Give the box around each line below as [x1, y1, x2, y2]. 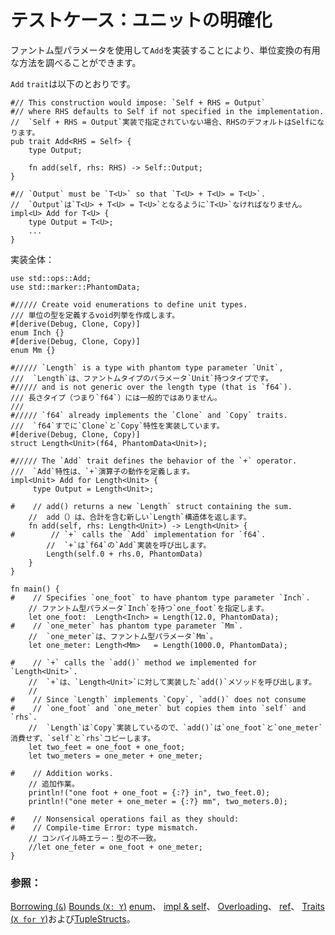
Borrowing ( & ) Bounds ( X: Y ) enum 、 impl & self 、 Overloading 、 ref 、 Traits [10, 901, 325, 913]
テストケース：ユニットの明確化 [10, 9, 273, 32]
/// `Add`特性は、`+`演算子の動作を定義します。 [10, 466, 195, 476]
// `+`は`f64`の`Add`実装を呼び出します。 [46, 540, 212, 550]
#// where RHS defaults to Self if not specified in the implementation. [10, 106, 325, 116]
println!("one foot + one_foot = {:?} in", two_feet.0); [28, 787, 271, 798]
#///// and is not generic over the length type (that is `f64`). [10, 382, 293, 392]
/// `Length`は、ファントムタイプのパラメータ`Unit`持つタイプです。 [10, 373, 273, 383]
